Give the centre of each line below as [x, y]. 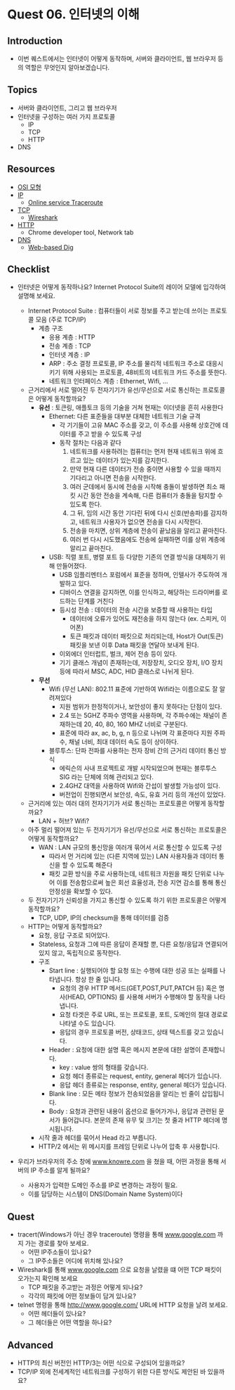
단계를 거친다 [96, 601]
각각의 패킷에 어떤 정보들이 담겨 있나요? [82, 1296]
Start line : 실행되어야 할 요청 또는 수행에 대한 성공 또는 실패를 [134, 971]
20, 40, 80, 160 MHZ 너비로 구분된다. [136, 724]
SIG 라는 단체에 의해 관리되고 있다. [107, 777]
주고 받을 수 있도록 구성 [110, 434]
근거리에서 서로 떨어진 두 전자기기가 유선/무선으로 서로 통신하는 [114, 390]
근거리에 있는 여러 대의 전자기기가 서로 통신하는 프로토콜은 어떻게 [117, 804]
